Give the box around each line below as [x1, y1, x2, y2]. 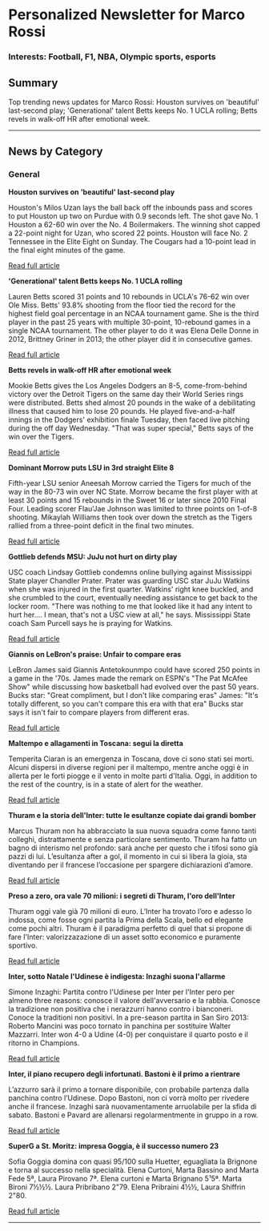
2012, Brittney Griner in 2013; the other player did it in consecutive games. [8, 334, 253, 343]
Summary [8, 76, 58, 90]
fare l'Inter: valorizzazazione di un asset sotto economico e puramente [8, 932, 241, 941]
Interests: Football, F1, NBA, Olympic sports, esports [8, 51, 216, 62]
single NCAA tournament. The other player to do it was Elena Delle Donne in [8, 326, 259, 335]
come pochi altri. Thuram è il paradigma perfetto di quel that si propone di [8, 923, 252, 933]
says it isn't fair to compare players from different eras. [8, 707, 190, 717]
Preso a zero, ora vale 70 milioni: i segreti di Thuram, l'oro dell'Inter [8, 891, 235, 900]
